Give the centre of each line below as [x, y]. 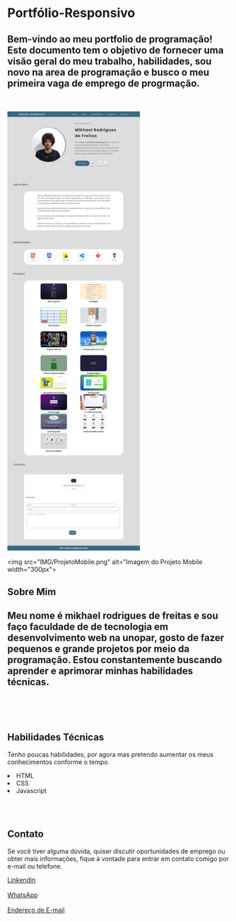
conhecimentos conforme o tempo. [59, 762]
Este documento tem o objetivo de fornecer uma [116, 50]
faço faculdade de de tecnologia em [88, 627]
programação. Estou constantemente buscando [115, 660]
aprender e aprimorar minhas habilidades [100, 670]
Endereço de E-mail [36, 910]
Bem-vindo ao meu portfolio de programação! [110, 39]
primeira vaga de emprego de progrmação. [104, 83]
